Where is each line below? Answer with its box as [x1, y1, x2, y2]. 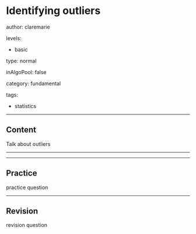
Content [6, 125, 37, 135]
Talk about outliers [6, 140, 51, 147]
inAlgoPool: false [6, 68, 47, 75]
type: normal [6, 57, 37, 64]
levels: [6, 34, 22, 41]
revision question [6, 222, 48, 229]
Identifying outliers [6, 4, 101, 18]
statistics [14, 102, 37, 109]
